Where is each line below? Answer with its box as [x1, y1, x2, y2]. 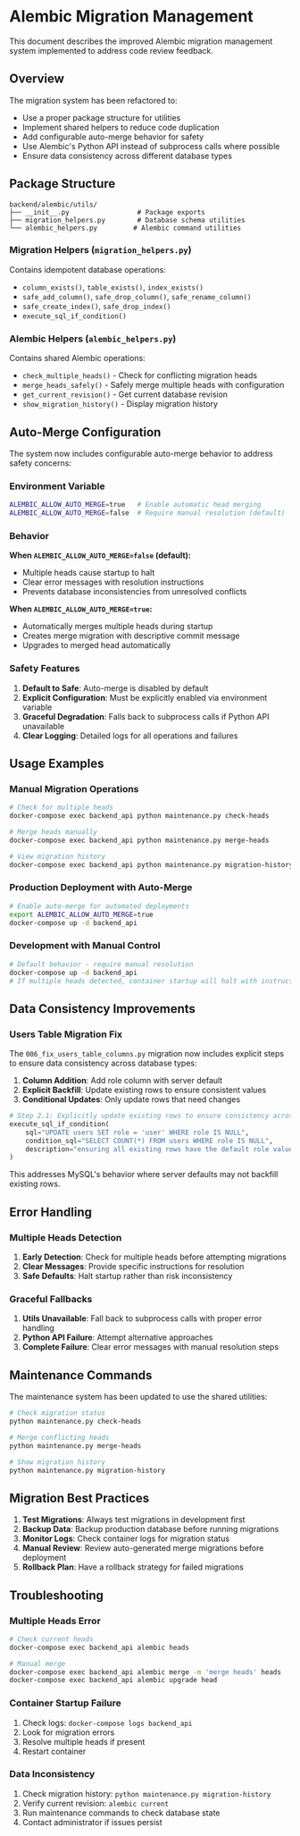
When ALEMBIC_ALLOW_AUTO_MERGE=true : [9, 603, 153, 614]
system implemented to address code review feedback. [9, 45, 214, 55]
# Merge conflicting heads [9, 1433, 110, 1442]
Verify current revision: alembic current [21, 1798, 170, 1808]
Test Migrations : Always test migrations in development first [21, 1514, 246, 1525]
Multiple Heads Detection [9, 1231, 122, 1243]
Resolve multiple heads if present [21, 1736, 146, 1747]
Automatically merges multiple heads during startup [21, 621, 213, 632]
